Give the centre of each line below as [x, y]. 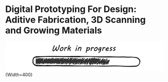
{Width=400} [19, 75]
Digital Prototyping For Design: [71, 9]
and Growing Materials [54, 30]
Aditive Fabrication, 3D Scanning [75, 20]
